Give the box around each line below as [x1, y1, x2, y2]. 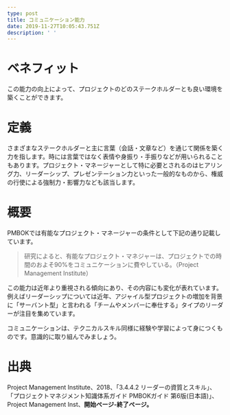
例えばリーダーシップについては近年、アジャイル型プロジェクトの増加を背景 [7, 292, 223, 300]
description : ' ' [7, 29, 57, 36]
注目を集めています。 [19, 309, 79, 318]
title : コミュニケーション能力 [7, 16, 85, 23]
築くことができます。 [7, 93, 67, 102]
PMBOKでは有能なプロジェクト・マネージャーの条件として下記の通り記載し [7, 229, 221, 237]
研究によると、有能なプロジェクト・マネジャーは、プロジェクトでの [23, 252, 216, 261]
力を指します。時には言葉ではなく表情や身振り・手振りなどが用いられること [7, 152, 223, 161]
